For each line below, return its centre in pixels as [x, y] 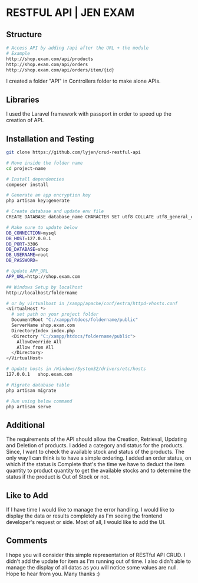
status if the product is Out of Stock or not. [58, 477]
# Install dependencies [35, 179]
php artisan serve [29, 407]
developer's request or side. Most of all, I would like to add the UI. [86, 522]
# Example [18, 53]
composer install [27, 185]
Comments [27, 541]
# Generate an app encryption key [49, 195]
